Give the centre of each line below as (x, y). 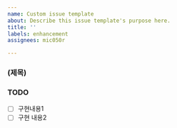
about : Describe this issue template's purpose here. (89, 21)
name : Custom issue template (51, 14)
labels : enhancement (38, 34)
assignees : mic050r (36, 41)
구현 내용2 (32, 117)
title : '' (22, 27)
